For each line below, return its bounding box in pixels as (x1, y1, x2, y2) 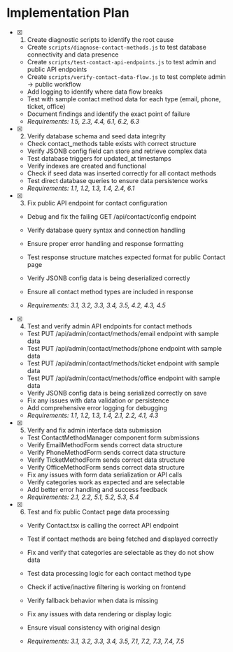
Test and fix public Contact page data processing (27, 507, 169, 516)
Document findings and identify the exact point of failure (27, 110, 190, 118)
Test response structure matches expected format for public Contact (27, 253, 225, 261)
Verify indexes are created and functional (27, 161, 146, 170)
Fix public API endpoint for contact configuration (27, 198, 168, 207)
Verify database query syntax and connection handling (27, 226, 186, 234)
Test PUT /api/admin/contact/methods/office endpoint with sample (27, 374, 220, 382)
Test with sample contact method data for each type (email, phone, (27, 94, 221, 103)
